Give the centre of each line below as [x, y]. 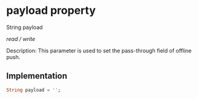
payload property [51, 11]
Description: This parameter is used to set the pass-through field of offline [99, 50]
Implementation [37, 76]
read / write [21, 39]
